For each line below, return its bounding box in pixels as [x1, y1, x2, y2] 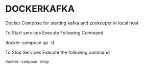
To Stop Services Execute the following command [5, 49, 110, 55]
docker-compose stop [5, 59, 50, 64]
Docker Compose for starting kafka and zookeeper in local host [5, 20, 139, 26]
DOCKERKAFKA [5, 3, 75, 15]
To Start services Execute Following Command [5, 29, 104, 36]
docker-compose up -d [5, 39, 55, 46]
